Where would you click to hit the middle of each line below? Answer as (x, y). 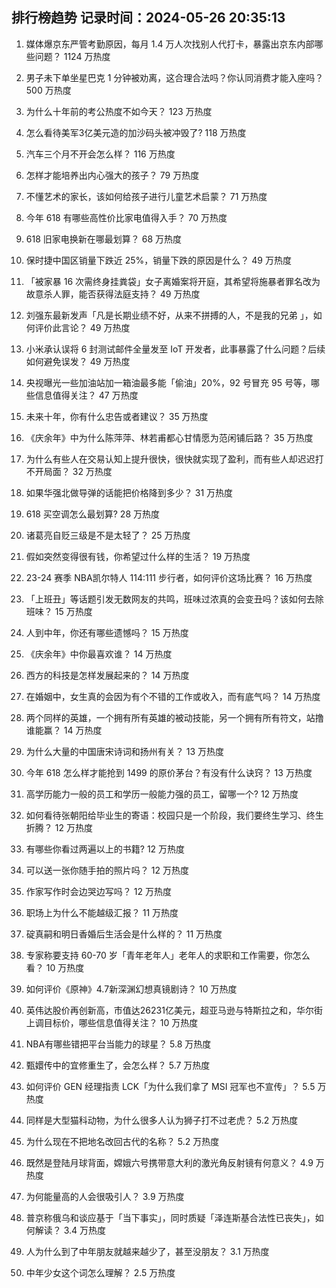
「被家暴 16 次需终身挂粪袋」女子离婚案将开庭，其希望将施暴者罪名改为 (173, 281)
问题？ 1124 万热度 (72, 56)
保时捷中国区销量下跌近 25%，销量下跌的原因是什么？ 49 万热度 (158, 260)
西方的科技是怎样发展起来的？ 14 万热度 (107, 675)
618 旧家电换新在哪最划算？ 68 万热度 (103, 239)
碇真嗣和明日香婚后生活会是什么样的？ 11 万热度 (124, 934)
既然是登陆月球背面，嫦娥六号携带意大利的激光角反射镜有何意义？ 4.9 (169, 1162)
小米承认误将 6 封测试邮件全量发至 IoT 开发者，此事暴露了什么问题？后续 (175, 349)
